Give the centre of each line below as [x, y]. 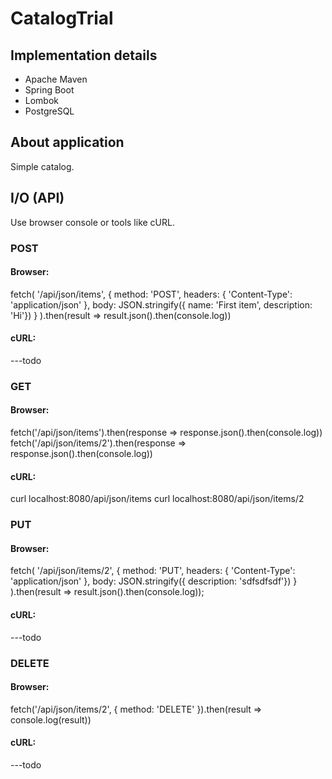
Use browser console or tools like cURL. [92, 222]
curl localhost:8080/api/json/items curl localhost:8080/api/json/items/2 [157, 499]
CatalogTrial [62, 18]
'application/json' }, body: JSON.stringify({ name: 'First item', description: [161, 304]
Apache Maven [56, 79]
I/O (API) [37, 198]
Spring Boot [49, 90]
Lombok [42, 100]
